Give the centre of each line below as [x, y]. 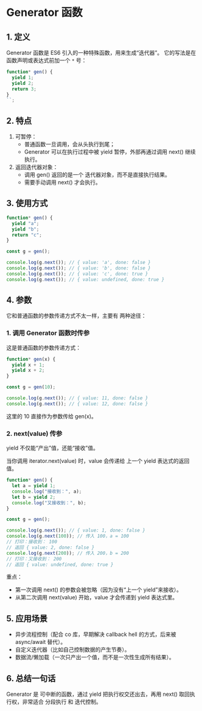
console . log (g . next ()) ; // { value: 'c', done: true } [77, 274]
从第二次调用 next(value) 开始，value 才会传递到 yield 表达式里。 [96, 598]
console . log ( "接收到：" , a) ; [47, 491]
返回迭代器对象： [37, 167]
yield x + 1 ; [28, 365]
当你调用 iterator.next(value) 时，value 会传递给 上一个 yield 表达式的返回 [98, 461]
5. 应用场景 [27, 619]
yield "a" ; [26, 223]
